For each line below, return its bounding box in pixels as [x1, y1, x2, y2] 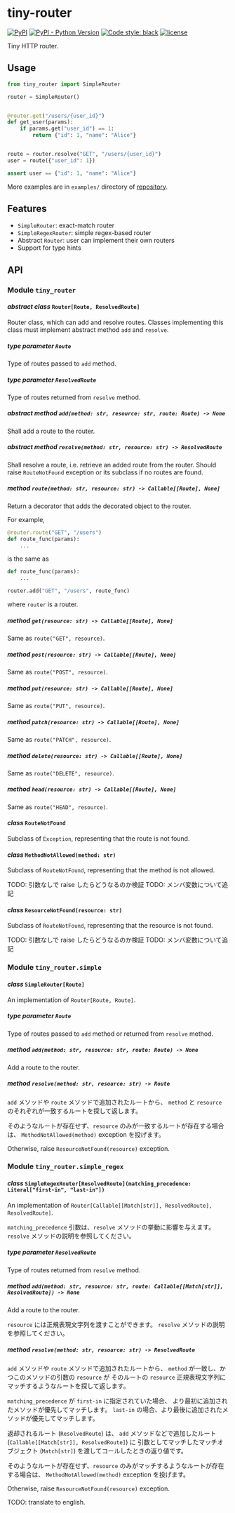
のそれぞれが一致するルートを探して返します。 [7, 1107, 142, 1115]
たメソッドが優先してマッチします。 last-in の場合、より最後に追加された [7, 1405, 222, 1413]
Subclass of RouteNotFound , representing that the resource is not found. [7, 921, 213, 930]
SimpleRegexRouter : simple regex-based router [17, 229, 152, 237]
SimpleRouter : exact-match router [17, 221, 115, 229]
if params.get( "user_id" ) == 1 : [20, 125, 114, 133]
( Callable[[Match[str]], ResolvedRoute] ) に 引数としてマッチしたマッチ [7, 1437, 217, 1446]
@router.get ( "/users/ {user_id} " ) [7, 112, 105, 119]
